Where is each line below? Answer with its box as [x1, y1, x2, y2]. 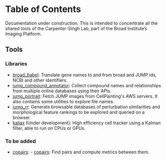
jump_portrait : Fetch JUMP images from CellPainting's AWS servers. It [12, 93, 158, 99]
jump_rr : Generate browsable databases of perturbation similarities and [12, 104, 160, 110]
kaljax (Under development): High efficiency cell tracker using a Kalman [12, 119, 161, 126]
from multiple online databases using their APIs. [12, 88, 112, 94]
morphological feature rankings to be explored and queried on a [12, 109, 145, 115]
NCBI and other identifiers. [12, 77, 68, 83]
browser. [12, 114, 31, 120]
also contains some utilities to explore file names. [12, 98, 114, 104]
